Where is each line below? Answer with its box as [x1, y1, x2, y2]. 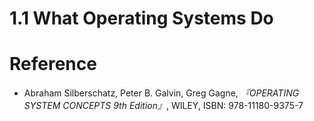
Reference [9, 53, 97, 76]
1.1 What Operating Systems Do [9, 7, 274, 30]
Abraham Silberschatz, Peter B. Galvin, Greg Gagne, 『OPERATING [23, 87, 300, 99]
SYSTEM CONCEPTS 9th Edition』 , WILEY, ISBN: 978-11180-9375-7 [23, 100, 304, 112]
